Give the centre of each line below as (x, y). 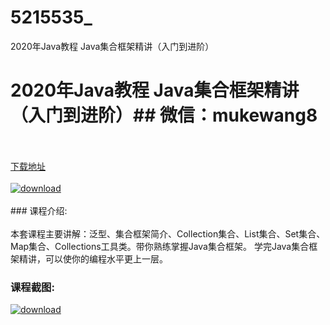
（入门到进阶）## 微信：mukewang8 (164, 115)
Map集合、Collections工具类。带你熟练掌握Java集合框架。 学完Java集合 (160, 246)
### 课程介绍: (39, 210)
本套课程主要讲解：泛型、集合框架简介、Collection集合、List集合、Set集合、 (168, 233)
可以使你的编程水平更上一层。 (106, 258)
